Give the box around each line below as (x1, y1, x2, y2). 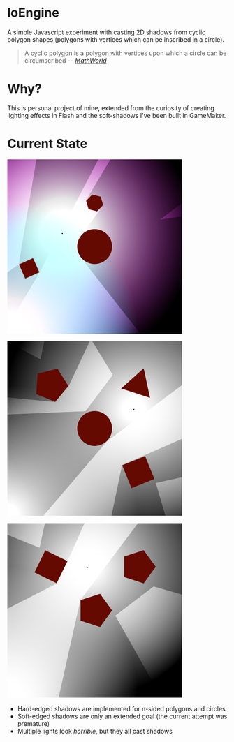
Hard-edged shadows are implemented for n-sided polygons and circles (17, 704, 226, 713)
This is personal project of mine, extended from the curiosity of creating (7, 103, 214, 112)
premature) (17, 719, 50, 727)
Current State (7, 136, 88, 151)
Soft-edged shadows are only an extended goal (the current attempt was (17, 712, 228, 720)
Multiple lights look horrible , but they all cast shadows (17, 727, 173, 735)
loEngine (7, 5, 59, 21)
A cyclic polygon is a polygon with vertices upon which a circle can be (24, 49, 227, 57)
